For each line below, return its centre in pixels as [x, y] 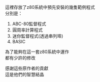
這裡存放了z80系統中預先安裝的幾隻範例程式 [50, 7]
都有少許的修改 [20, 58]
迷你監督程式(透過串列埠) [38, 36]
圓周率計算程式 [27, 30]
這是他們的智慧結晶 [25, 74]
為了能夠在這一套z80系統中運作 [37, 52]
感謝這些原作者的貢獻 [27, 68]
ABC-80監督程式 [29, 24]
